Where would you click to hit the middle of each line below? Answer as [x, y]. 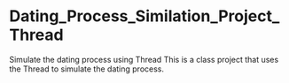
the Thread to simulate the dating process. [87, 69]
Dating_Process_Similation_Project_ [144, 16]
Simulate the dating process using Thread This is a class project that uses [144, 59]
